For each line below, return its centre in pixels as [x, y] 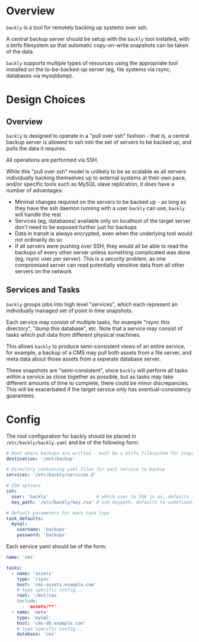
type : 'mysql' [34, 618]
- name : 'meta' [30, 612]
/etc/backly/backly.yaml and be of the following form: [73, 442]
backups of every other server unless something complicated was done [102, 252]
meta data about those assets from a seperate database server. [84, 359]
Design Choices [46, 100]
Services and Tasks [43, 290]
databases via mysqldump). [40, 75]
